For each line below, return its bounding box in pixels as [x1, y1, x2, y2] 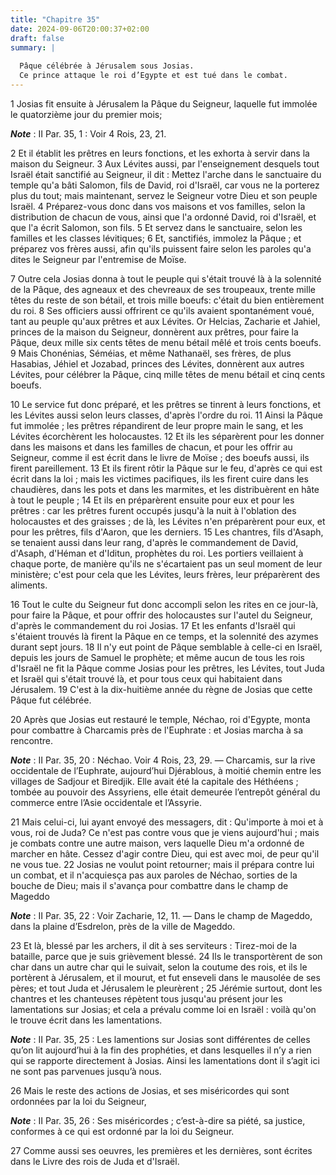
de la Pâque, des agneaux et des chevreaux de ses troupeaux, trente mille [10, 283, 316, 295]
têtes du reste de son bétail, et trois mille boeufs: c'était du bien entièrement [10, 294, 325, 306]
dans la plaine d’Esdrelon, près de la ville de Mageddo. [10, 920, 236, 932]
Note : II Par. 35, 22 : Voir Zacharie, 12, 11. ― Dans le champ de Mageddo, [10, 909, 313, 921]
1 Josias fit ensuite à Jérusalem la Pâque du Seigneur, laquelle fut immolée [10, 97, 318, 110]
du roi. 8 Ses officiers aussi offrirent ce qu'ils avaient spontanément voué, [10, 304, 315, 316]
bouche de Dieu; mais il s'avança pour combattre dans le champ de [10, 879, 289, 891]
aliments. [10, 579, 48, 591]
